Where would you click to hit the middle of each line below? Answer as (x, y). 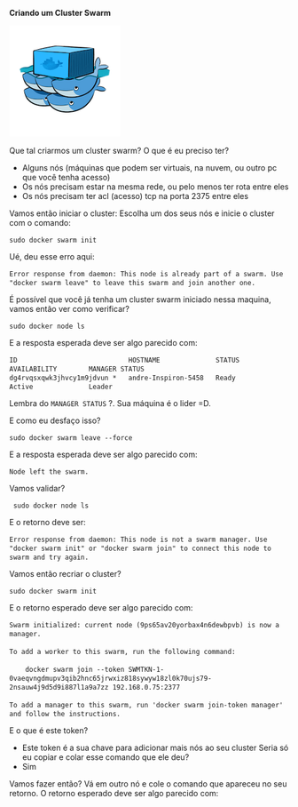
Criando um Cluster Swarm (60, 13)
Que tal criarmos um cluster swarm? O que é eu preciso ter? (119, 151)
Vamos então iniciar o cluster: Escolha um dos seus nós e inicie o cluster (142, 213)
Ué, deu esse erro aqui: (52, 256)
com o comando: (40, 223)
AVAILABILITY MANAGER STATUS (77, 369)
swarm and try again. (49, 557)
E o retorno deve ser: (47, 522)
